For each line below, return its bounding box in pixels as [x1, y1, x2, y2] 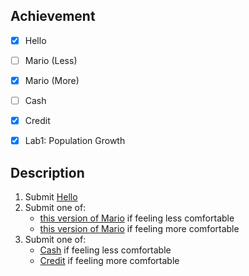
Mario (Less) [24, 54, 78, 66]
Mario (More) [24, 74, 80, 86]
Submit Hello [24, 191, 78, 203]
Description [10, 164, 85, 181]
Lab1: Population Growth [24, 135, 126, 147]
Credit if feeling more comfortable [39, 255, 180, 266]
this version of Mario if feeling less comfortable [39, 212, 235, 224]
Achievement [10, 8, 96, 25]
